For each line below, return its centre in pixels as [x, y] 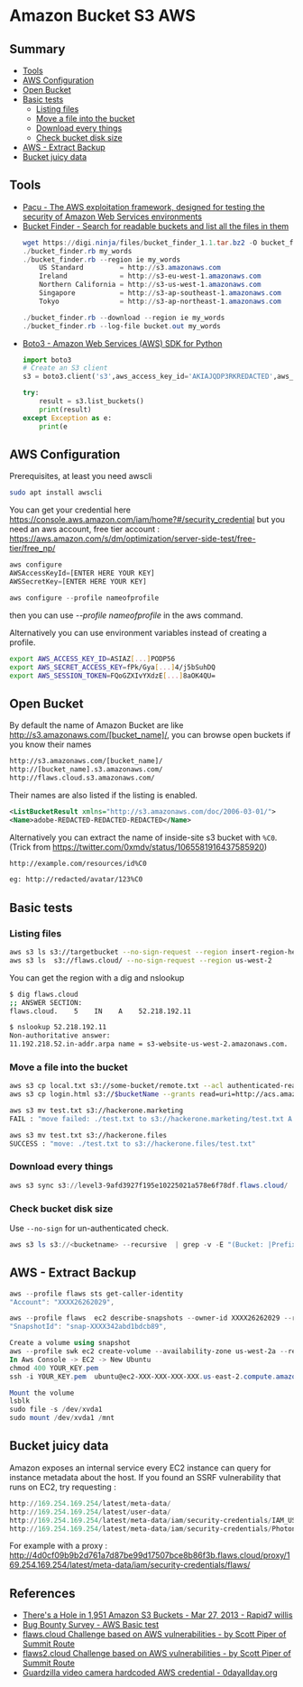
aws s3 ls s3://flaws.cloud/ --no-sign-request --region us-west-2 [141, 960]
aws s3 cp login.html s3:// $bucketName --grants [102, 1094]
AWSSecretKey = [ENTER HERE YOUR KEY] [78, 582]
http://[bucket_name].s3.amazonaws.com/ [87, 770]
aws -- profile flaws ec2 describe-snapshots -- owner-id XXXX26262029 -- [151, 1318]
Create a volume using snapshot [70, 1343]
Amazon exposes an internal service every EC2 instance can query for [140, 1468]
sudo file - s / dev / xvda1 [56, 1410]
